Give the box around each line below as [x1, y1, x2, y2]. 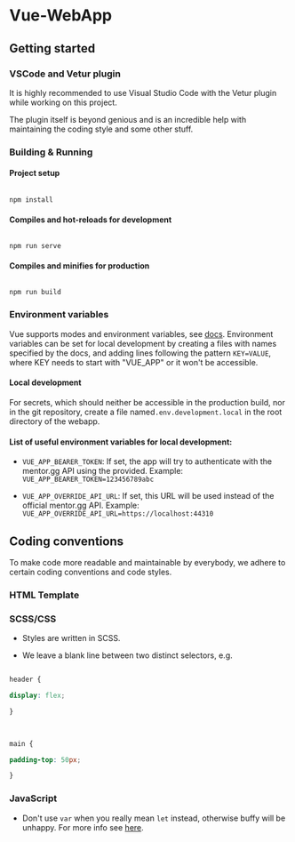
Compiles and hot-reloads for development [9, 214, 172, 225]
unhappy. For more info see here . [21, 822, 144, 832]
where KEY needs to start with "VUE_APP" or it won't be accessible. [9, 357, 259, 367]
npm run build [9, 288, 62, 297]
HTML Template [9, 589, 80, 601]
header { [9, 675, 42, 685]
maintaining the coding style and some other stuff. [9, 124, 194, 134]
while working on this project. [9, 97, 117, 108]
